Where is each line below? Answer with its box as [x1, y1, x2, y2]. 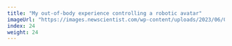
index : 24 [7, 22, 36, 29]
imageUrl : [7, 16, 36, 23]
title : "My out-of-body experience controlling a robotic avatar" [7, 9, 202, 17]
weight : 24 [7, 28, 39, 36]
